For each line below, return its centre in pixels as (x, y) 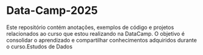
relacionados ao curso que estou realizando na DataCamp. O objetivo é (96, 33)
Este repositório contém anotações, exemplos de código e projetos (90, 27)
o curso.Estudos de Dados (40, 47)
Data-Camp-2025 (52, 11)
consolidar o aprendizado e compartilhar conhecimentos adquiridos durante (102, 40)
